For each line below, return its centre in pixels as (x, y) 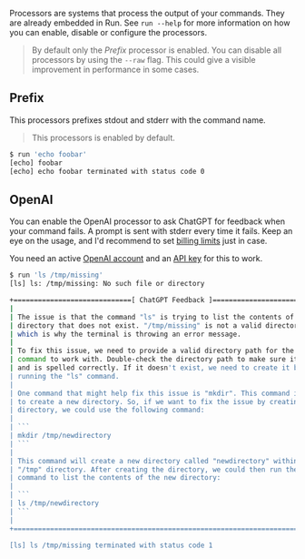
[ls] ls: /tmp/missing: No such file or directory (107, 284)
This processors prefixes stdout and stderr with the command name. (138, 120)
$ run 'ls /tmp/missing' (56, 275)
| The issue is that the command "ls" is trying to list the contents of (152, 317)
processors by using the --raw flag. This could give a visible (143, 60)
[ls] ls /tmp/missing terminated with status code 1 (111, 545)
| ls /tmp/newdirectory (54, 503)
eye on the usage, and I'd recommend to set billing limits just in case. (138, 241)
